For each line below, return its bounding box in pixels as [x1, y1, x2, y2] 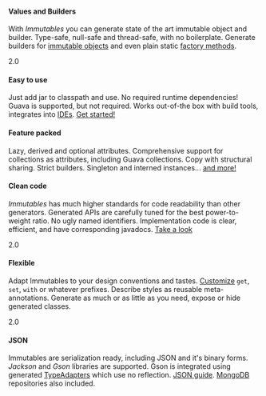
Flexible [8, 258, 35, 268]
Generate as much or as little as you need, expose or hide [50, 293, 241, 303]
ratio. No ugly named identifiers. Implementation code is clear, [32, 216, 237, 226]
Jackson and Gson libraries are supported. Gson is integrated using [8, 362, 232, 371]
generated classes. [8, 302, 72, 311]
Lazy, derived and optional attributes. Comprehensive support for [8, 146, 224, 155]
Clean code [8, 181, 47, 191]
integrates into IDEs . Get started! [8, 110, 116, 119]
